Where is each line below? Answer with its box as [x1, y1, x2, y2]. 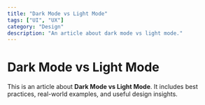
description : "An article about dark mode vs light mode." [7, 29, 183, 37]
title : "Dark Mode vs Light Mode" [7, 10, 108, 17]
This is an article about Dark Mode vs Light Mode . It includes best [7, 83, 198, 91]
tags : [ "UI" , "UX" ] [7, 17, 64, 24]
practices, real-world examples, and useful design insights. [7, 90, 178, 98]
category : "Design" [7, 23, 64, 30]
